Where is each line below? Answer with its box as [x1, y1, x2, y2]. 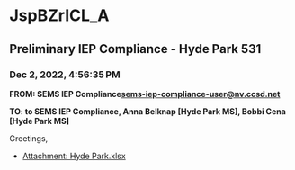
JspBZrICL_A [9, 5, 110, 26]
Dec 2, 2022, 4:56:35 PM [9, 68, 121, 81]
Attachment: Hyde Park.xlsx [22, 150, 126, 161]
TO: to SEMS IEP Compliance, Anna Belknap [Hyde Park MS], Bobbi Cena [9, 105, 286, 117]
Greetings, [9, 132, 49, 144]
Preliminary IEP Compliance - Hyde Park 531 [9, 41, 262, 57]
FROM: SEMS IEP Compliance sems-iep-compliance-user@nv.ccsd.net [9, 88, 281, 99]
